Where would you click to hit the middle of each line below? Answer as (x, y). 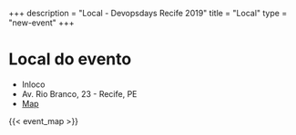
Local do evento (70, 59)
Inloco (34, 84)
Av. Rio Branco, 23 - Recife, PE (79, 93)
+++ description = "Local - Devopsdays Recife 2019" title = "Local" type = (148, 13)
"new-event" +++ (41, 23)
